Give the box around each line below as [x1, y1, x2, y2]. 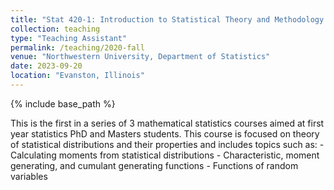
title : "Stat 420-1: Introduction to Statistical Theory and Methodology [10, 14, 325, 25]
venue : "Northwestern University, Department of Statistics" [10, 52, 271, 62]
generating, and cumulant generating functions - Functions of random [10, 159, 299, 171]
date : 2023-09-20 [10, 61, 83, 71]
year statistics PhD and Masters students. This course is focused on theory [10, 127, 320, 140]
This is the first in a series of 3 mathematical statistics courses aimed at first [10, 117, 325, 129]
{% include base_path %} [10, 97, 116, 110]
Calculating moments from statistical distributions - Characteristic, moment [10, 149, 320, 161]
